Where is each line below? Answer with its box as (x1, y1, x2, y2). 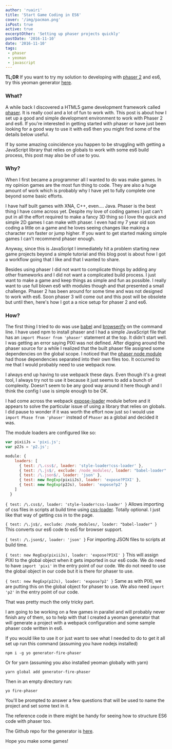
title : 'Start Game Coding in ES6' (5, 12, 82, 17)
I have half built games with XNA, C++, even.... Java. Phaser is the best (5, 203, 156, 209)
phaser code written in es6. (5, 625, 63, 631)
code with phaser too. (5, 718, 52, 724)
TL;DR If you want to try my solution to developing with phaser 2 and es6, (5, 74, 161, 80)
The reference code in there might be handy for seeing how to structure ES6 (5, 713, 167, 719)
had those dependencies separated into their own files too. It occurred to (5, 356, 160, 362)
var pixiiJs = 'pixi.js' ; (5, 440, 61, 445)
